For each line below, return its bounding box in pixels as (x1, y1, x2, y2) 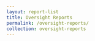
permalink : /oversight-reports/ (6, 20, 89, 26)
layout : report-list (6, 8, 59, 15)
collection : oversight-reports (6, 25, 86, 32)
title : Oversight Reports (6, 14, 72, 20)
